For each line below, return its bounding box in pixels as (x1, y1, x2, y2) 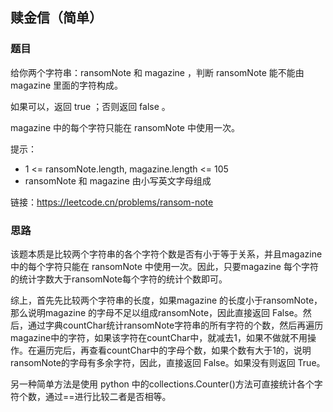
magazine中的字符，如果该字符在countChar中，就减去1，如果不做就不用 (10, 331, 308, 343)
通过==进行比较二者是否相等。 (44, 390, 172, 402)
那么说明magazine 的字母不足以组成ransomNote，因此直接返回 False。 (10, 306, 303, 318)
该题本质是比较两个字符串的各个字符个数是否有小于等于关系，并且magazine (10, 248, 323, 260)
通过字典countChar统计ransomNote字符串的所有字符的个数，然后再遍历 (27, 319, 324, 331)
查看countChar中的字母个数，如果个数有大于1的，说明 (88, 344, 312, 356)
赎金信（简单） (10, 9, 103, 27)
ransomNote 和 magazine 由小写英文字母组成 (24, 174, 212, 187)
